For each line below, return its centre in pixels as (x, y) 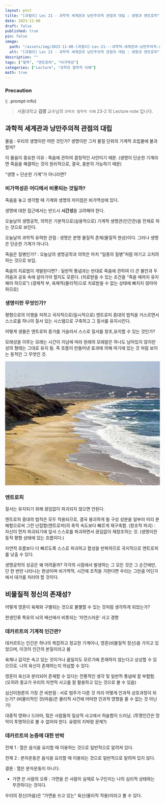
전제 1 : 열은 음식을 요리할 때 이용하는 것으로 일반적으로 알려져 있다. (69, 747)
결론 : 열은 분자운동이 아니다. (33, 768)
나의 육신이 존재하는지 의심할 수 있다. (55, 666)
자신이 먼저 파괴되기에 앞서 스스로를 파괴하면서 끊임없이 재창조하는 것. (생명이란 (81, 532)
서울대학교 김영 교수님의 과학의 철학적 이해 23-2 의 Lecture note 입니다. (85, 111)
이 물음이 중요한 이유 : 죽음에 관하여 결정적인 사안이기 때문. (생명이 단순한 (75, 158)
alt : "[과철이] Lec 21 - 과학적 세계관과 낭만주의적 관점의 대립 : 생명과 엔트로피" (85, 52)
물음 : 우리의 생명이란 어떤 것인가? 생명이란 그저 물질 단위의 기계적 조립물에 (77, 141)
